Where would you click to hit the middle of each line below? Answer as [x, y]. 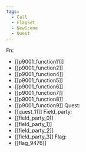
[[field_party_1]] [33, 124]
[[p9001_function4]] [39, 74]
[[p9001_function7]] [39, 93]
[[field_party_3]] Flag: [40, 137]
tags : [13, 11]
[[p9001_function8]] [39, 99]
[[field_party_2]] [34, 131]
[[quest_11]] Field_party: [43, 112]
